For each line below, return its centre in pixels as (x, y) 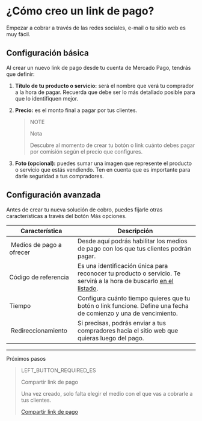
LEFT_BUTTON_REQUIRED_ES (58, 370)
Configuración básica (47, 53)
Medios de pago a (36, 245)
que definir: (20, 74)
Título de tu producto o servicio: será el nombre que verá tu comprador (104, 86)
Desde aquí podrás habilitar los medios (132, 241)
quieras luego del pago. (111, 338)
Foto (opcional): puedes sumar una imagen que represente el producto (103, 163)
